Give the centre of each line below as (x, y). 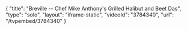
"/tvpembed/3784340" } (36, 21)
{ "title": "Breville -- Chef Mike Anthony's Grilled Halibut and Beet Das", (93, 9)
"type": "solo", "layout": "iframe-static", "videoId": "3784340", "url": (90, 15)
